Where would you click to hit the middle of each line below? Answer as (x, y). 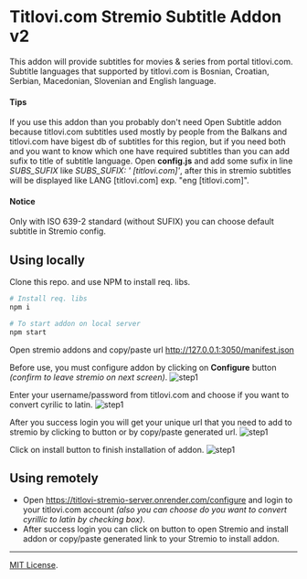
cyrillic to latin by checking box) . (84, 520)
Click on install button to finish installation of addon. (107, 449)
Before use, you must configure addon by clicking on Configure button (143, 367)
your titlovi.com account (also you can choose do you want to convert (155, 510)
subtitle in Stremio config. (58, 231)
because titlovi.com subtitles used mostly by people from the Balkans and (148, 132)
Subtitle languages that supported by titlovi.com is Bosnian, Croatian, (139, 71)
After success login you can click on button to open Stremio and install (156, 529)
